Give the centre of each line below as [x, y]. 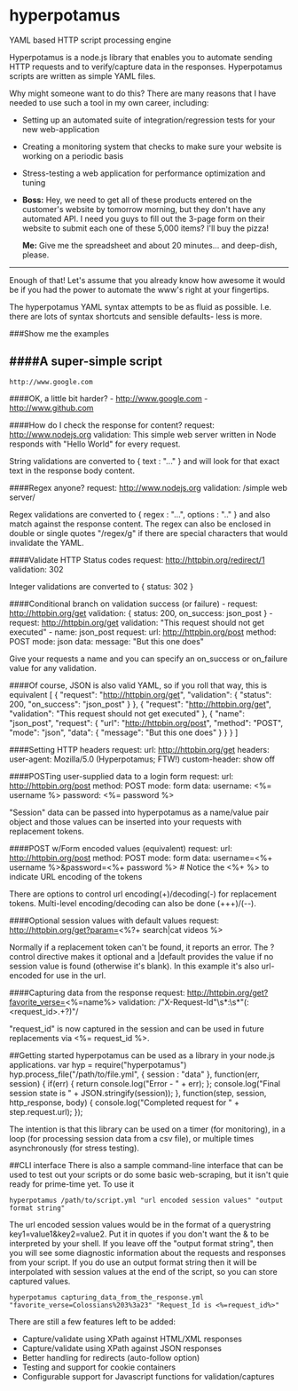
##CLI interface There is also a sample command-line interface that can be [146, 1165]
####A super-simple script [86, 362]
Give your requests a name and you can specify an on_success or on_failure [149, 659]
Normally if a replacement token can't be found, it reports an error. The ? [142, 947]
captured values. [40, 1281]
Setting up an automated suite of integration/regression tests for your [149, 120]
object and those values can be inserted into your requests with [125, 821]
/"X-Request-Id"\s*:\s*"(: [204, 1002]
